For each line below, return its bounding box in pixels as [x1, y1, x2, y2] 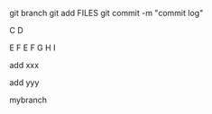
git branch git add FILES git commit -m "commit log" [9, 8, 204, 18]
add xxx [9, 60, 39, 70]
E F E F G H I [9, 42, 56, 53]
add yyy [9, 77, 40, 88]
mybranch [9, 94, 48, 105]
